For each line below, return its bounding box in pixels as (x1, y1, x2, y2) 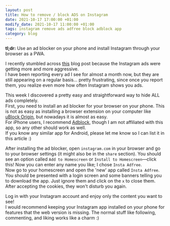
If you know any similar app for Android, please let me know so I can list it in (5, 130, 164, 136)
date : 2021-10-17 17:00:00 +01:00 (5, 17, 79, 22)
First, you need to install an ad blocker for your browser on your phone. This (5, 103, 165, 109)
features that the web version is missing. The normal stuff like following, (5, 210, 156, 215)
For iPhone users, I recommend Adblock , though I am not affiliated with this (5, 119, 163, 125)
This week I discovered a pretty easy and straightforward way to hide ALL (5, 92, 160, 98)
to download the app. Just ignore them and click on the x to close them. (5, 178, 156, 184)
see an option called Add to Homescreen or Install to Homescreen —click (5, 156, 157, 162)
